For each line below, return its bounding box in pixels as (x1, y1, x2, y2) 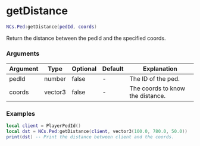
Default (102, 65, 124, 73)
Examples (6, 110, 36, 118)
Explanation (142, 65, 177, 73)
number (44, 75, 67, 83)
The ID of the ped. (129, 75, 180, 83)
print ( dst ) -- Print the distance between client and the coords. (6, 134, 174, 140)
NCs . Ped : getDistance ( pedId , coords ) (6, 24, 97, 30)
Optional (71, 65, 97, 73)
